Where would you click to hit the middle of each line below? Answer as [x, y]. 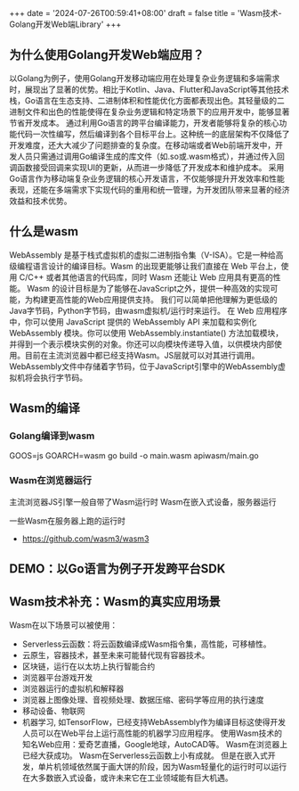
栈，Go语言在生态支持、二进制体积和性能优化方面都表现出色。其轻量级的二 [147, 100]
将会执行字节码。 [56, 377]
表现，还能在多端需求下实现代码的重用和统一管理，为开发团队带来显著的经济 [149, 189]
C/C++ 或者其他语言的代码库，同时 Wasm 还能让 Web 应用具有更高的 [146, 277]
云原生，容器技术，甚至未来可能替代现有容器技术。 [116, 655]
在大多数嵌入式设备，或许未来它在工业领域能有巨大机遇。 [127, 778]
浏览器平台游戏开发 [57, 677]
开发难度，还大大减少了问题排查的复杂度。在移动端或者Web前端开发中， [142, 144]
